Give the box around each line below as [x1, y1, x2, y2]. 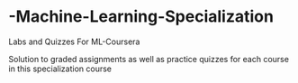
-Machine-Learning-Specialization [8, 6, 274, 27]
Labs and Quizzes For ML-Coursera [8, 36, 140, 47]
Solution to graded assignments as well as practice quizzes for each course [8, 53, 290, 64]
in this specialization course [8, 63, 112, 74]
